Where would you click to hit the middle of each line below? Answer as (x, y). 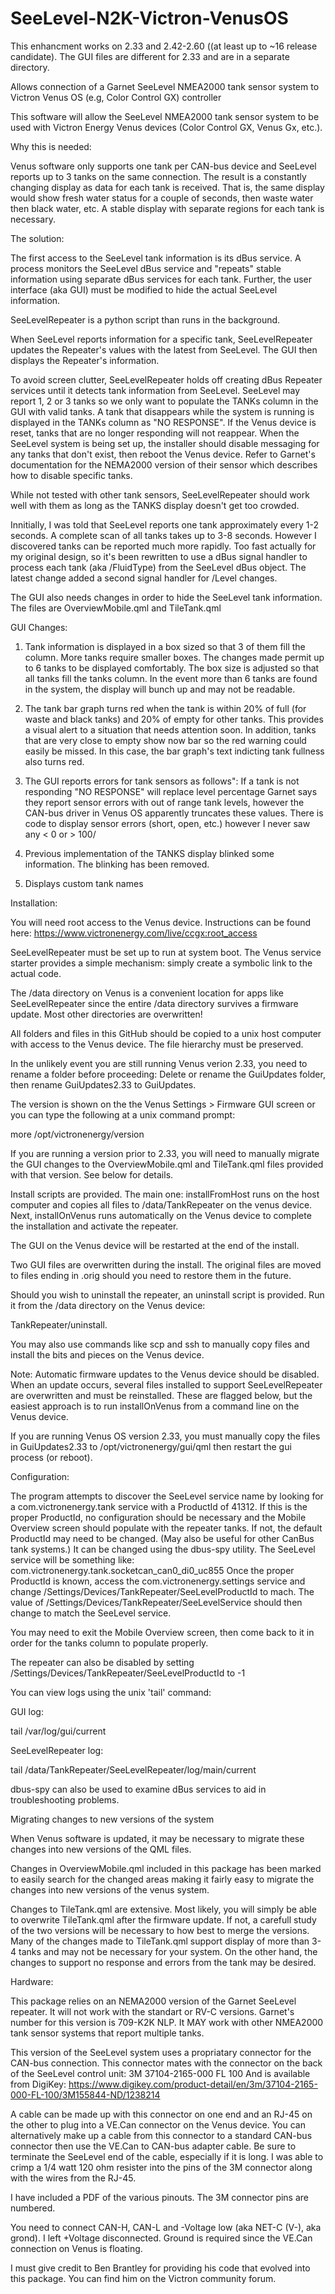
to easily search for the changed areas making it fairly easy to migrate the (162, 1879)
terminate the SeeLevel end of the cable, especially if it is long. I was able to (167, 2156)
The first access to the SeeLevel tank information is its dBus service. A (156, 258)
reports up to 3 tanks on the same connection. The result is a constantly (158, 176)
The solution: (37, 238)
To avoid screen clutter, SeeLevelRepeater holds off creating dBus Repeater (166, 379)
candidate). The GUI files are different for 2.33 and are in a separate (150, 56)
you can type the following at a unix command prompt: (123, 1114)
